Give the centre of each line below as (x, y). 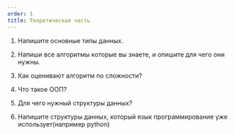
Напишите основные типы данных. (70, 40)
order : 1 (20, 14)
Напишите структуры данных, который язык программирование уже (122, 117)
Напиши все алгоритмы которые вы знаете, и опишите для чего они (121, 54)
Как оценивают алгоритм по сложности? (80, 76)
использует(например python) (64, 124)
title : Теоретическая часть (49, 20)
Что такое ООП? (42, 89)
